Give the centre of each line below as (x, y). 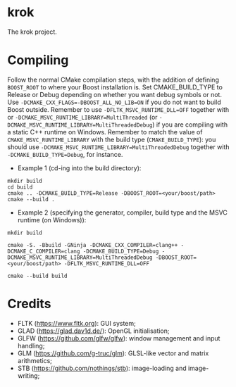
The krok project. (32, 32)
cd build (20, 187)
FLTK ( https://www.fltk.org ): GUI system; (76, 323)
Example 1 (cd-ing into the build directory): (79, 168)
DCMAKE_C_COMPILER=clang (44, 251)
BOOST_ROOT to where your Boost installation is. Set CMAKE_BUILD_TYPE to (115, 87)
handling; (31, 345)
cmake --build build (38, 276)
